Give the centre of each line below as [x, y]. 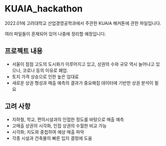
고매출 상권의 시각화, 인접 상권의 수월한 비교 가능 [59, 125]
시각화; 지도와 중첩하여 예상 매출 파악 [48, 132]
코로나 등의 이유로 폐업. [45, 70]
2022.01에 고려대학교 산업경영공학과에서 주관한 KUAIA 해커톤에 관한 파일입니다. [83, 23]
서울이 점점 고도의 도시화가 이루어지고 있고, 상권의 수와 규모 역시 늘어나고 [83, 64]
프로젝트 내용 [24, 51]
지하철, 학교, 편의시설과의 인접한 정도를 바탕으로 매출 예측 [68, 119]
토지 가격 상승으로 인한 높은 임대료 [45, 76]
